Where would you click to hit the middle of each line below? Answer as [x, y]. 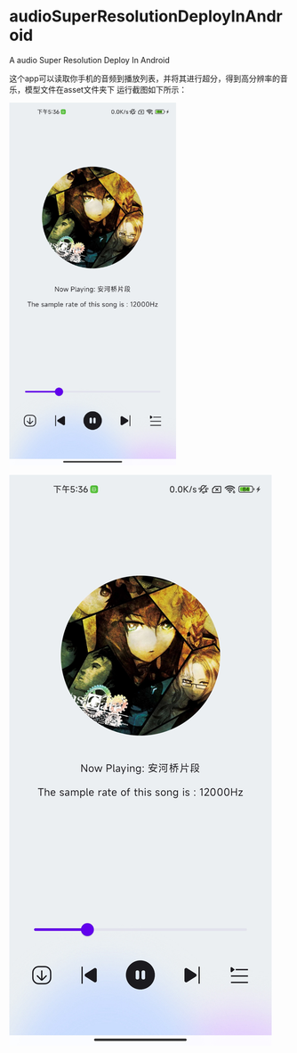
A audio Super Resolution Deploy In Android [90, 60]
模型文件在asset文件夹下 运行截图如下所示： [106, 89]
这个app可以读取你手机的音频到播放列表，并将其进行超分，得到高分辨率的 [145, 78]
